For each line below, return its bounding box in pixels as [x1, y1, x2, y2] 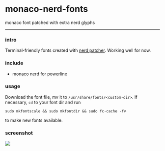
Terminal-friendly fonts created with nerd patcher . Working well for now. [5, 47, 151, 53]
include [5, 60, 24, 66]
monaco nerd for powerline [12, 71, 68, 77]
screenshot [5, 129, 33, 136]
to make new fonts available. [5, 117, 63, 123]
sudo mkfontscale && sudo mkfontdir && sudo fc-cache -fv [5, 108, 126, 113]
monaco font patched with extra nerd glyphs [5, 20, 95, 25]
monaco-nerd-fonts [5, 3, 88, 15]
